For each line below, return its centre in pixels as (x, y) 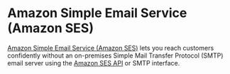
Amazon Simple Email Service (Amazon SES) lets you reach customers (111, 48)
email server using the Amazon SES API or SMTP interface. (94, 63)
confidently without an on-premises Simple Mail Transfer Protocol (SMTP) (115, 55)
